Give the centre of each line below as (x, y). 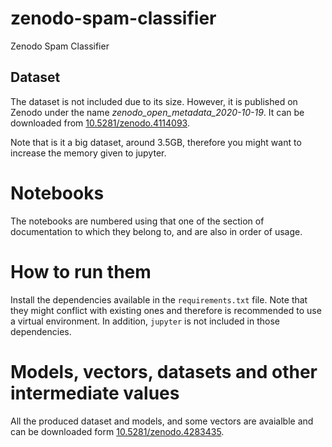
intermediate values (95, 393)
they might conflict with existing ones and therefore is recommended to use (166, 310)
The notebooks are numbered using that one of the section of (137, 221)
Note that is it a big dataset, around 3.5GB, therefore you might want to (156, 142)
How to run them (81, 271)
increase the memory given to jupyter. (88, 153)
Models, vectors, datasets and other (164, 371)
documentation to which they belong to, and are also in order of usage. (156, 231)
